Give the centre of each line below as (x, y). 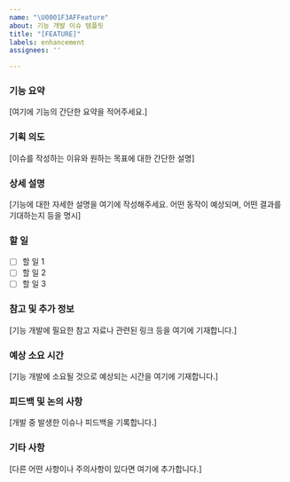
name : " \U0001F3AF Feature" (59, 17)
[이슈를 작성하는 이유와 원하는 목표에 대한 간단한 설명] (102, 158)
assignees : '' (35, 51)
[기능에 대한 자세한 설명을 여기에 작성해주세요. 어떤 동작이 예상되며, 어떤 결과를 (145, 204)
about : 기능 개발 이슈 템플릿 (57, 26)
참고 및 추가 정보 (42, 309)
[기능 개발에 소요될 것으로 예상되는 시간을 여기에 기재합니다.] (114, 376)
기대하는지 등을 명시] (45, 216)
